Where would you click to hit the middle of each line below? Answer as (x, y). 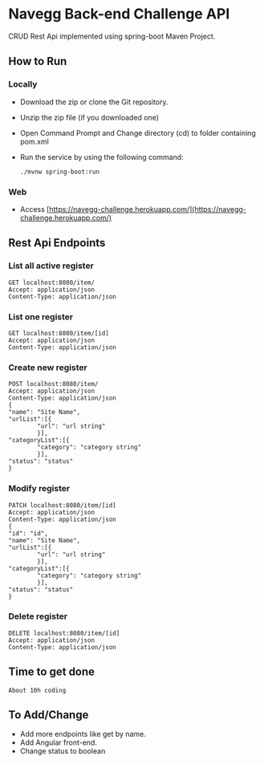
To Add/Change (49, 715)
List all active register (51, 266)
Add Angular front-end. (59, 742)
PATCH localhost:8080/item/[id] (62, 505)
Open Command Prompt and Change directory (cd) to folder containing (138, 132)
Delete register (38, 616)
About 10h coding (37, 690)
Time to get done (51, 672)
